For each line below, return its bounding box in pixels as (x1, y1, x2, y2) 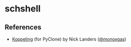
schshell (4, 3, 41, 14)
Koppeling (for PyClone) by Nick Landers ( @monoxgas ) (11, 36, 126, 42)
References (4, 23, 41, 31)
